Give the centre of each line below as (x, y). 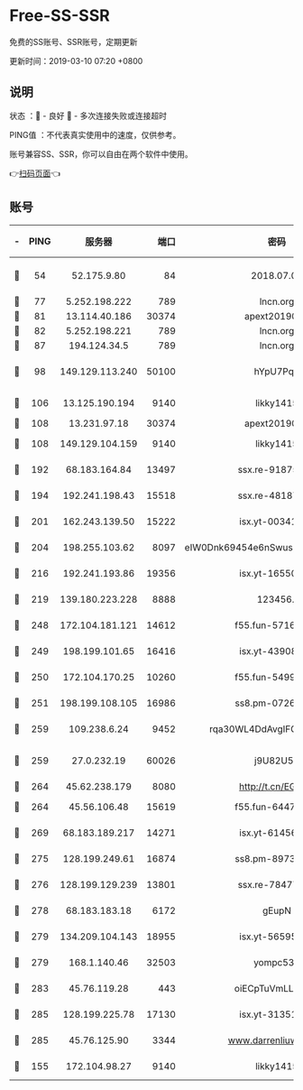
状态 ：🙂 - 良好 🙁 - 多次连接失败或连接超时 (88, 115)
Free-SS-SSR (60, 16)
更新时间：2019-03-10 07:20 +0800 (76, 60)
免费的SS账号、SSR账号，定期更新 (73, 42)
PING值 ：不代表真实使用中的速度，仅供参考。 (95, 134)
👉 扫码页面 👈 (35, 173)
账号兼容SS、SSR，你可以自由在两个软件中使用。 (101, 153)
